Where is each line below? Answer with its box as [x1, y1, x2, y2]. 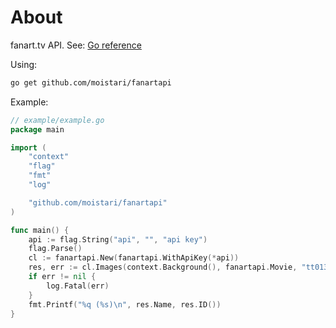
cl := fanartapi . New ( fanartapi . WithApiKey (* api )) [28, 253, 240, 263]
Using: [10, 58, 38, 70]
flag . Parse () [28, 244, 83, 254]
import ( [10, 142, 47, 153]
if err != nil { [28, 272, 97, 282]
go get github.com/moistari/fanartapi [10, 77, 172, 88]
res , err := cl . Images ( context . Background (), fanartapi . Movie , [28, 262, 298, 273]
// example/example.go [10, 115, 105, 125]
